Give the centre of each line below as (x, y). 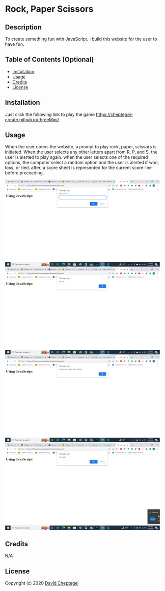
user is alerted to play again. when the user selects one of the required (77, 157)
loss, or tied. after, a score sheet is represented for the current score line (79, 168)
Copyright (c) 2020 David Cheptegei (42, 583)
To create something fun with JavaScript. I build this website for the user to (81, 39)
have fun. (15, 44)
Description (23, 27)
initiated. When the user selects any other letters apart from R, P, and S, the (82, 152)
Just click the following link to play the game (50, 114)
